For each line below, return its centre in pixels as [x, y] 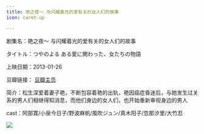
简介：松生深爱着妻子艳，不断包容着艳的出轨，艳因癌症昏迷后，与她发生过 [100, 92]
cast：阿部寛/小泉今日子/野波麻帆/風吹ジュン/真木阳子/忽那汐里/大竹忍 [95, 113]
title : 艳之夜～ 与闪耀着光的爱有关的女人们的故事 [63, 12]
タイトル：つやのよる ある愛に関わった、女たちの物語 [74, 54]
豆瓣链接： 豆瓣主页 [31, 79]
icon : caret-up [26, 18]
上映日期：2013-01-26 [34, 67]
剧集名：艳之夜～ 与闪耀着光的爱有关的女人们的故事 [71, 41]
